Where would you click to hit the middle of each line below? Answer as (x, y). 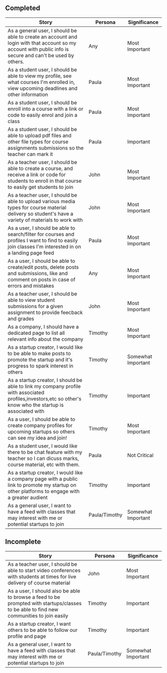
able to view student (31, 300)
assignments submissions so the (46, 148)
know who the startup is (36, 405)
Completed (23, 8)
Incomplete (23, 542)
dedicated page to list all (36, 333)
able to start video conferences (44, 570)
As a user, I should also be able (44, 591)
